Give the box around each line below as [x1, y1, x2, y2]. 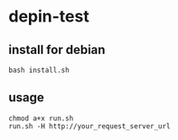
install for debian [8, 42, 106, 57]
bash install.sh [8, 66, 70, 74]
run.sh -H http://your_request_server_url [8, 121, 171, 131]
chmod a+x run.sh [8, 114, 74, 123]
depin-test [8, 6, 89, 27]
